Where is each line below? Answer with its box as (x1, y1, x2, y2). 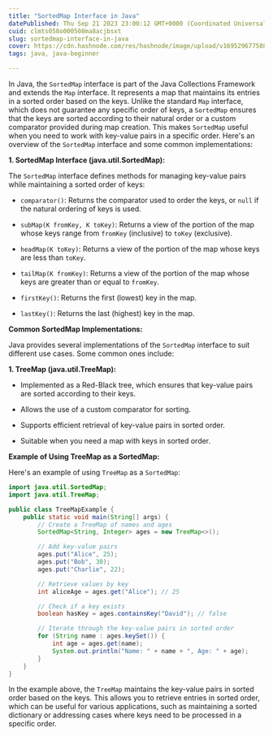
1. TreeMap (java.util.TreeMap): (8, 365, 116, 374)
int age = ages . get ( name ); (51, 639, 144, 647)
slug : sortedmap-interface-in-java (8, 34, 129, 43)
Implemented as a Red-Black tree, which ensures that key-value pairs (19, 380, 253, 390)
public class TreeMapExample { (8, 505, 115, 513)
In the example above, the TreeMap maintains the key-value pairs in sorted (8, 684, 254, 695)
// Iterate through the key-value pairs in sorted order (37, 625, 234, 633)
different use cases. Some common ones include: (8, 349, 175, 358)
